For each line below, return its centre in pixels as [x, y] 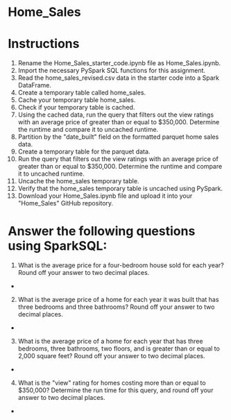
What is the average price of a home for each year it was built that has [118, 300]
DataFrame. [34, 85]
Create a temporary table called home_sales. [82, 93]
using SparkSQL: [58, 246]
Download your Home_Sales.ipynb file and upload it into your [105, 196]
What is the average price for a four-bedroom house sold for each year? [121, 265]
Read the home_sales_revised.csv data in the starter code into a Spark [118, 78]
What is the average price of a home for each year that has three [110, 342]
